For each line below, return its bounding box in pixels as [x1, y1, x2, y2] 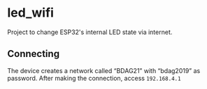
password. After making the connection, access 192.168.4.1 [7, 74, 181, 82]
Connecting [7, 48, 60, 60]
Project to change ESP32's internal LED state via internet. [7, 28, 173, 36]
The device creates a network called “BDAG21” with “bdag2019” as [7, 66, 201, 74]
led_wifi [7, 5, 55, 21]
